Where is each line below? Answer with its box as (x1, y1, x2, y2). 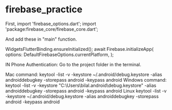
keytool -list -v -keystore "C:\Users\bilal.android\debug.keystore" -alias (5, 82, 157, 88)
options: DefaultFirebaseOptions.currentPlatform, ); (5, 51, 114, 58)
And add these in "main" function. (5, 36, 77, 42)
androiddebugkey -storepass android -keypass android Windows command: (5, 77, 167, 83)
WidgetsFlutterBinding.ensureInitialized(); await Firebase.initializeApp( (5, 46, 154, 52)
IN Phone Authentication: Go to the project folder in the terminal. (5, 61, 141, 67)
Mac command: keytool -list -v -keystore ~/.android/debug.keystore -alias (5, 71, 163, 78)
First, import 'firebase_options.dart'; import (5, 21, 97, 27)
